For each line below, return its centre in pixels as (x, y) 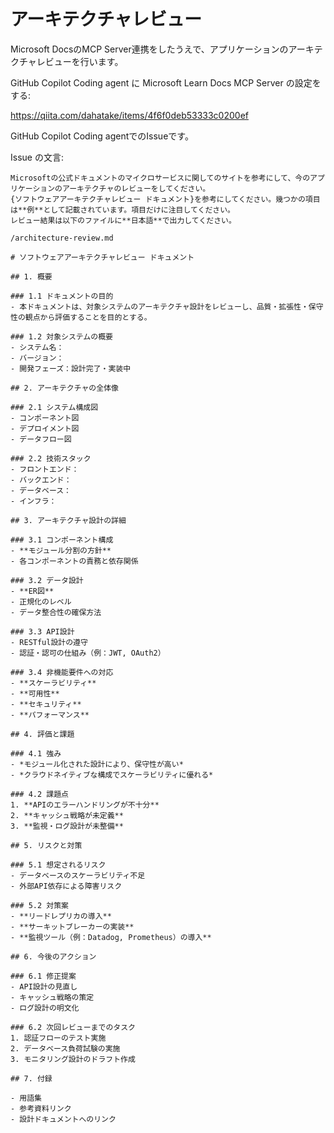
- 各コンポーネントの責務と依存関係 (74, 561)
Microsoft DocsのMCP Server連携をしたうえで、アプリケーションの (149, 49)
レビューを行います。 (80, 61)
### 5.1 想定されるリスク (58, 865)
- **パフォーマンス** (50, 715)
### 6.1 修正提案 (43, 976)
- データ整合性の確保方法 (56, 612)
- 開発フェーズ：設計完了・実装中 (71, 368)
